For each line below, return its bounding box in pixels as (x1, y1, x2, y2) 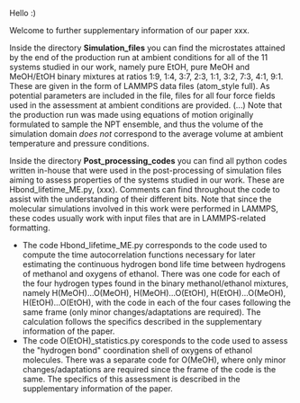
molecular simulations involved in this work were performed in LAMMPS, (9, 203, 279, 214)
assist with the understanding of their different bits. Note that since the (9, 193, 272, 204)
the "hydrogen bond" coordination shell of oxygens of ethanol (22, 345, 252, 355)
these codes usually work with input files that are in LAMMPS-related (9, 213, 266, 223)
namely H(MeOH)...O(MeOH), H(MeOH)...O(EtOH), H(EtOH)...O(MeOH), (22, 288, 286, 298)
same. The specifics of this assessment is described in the (22, 373, 241, 384)
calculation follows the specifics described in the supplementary (22, 317, 263, 327)
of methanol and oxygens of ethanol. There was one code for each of (22, 269, 281, 279)
